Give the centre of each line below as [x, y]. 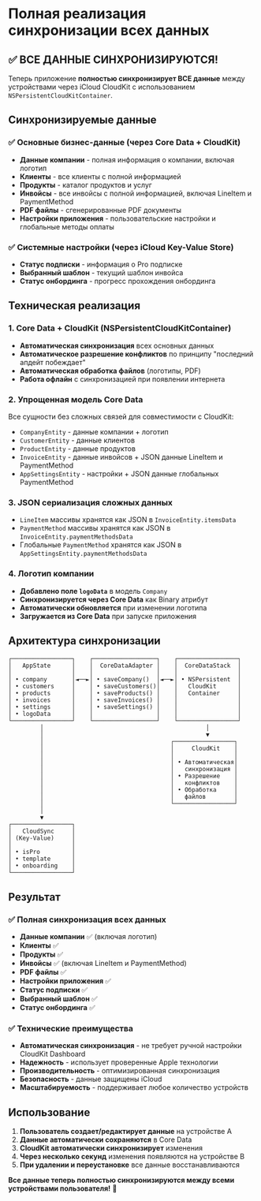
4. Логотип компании [51, 574]
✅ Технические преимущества [71, 1028]
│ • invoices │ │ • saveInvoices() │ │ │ [125, 700]
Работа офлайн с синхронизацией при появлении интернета [122, 379]
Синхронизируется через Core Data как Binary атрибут [114, 599]
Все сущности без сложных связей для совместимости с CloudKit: [121, 416]
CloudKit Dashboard [52, 1054]
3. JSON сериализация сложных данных [91, 502]
